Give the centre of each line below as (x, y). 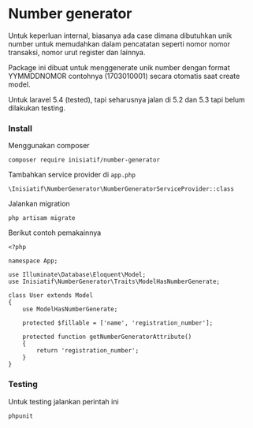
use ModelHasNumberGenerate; (70, 309)
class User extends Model (50, 296)
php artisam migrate (42, 218)
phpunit (21, 416)
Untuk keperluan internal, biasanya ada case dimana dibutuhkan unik (120, 35)
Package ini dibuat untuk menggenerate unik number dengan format (119, 67)
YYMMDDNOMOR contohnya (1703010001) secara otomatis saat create (124, 76)
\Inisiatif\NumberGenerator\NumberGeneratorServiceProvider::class (121, 189)
